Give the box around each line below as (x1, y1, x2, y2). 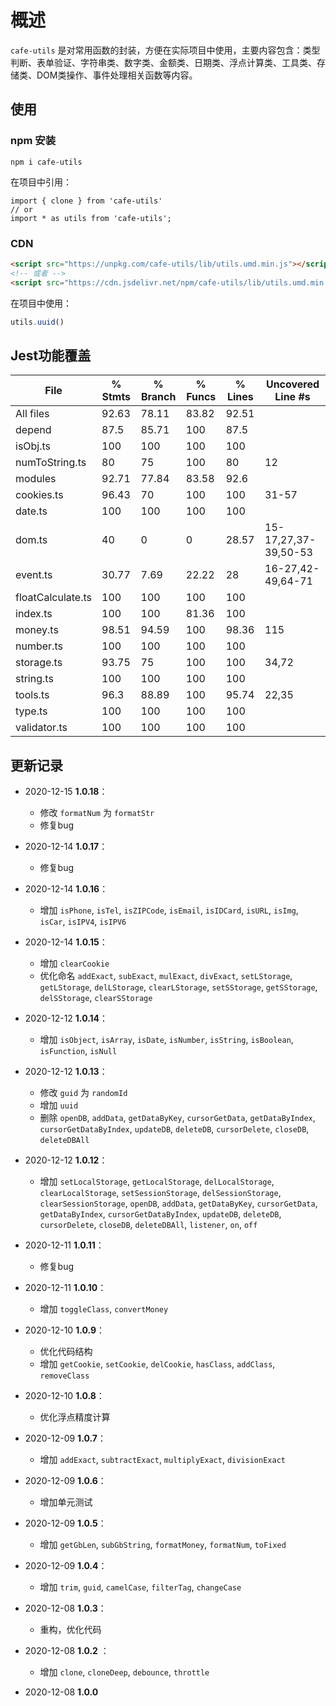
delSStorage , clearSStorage (39, 992, 153, 1004)
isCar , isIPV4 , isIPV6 (39, 916, 127, 928)
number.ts (15, 639, 63, 653)
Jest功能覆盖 (10, 347, 92, 364)
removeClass (39, 1371, 90, 1381)
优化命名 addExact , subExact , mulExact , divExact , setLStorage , (39, 970, 293, 982)
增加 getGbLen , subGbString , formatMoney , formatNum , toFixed (39, 1539, 287, 1551)
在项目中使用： (10, 297, 72, 309)
